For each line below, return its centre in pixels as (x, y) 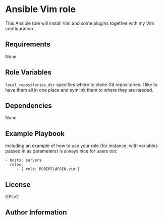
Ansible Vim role (40, 9)
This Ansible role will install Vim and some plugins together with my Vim (80, 23)
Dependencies (29, 105)
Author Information (36, 212)
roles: (17, 165)
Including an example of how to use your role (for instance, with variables (82, 146)
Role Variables (28, 72)
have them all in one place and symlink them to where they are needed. (79, 90)
